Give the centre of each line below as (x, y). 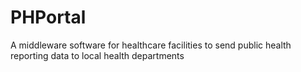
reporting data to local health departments (97, 55)
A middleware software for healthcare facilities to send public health (151, 45)
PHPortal (48, 17)
